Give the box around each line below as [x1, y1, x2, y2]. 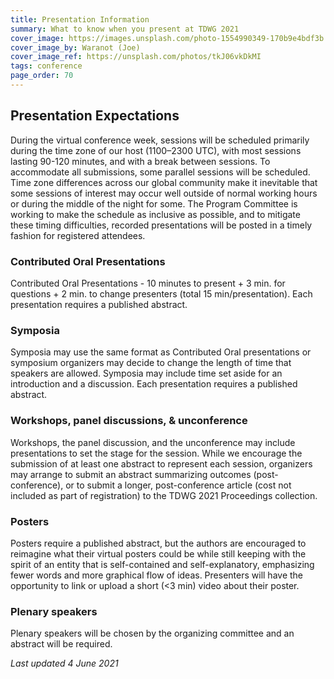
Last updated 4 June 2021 [10, 657, 119, 670]
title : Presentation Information [10, 14, 150, 25]
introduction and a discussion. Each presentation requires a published [10, 378, 298, 390]
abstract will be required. [10, 638, 113, 650]
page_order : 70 [10, 71, 74, 81]
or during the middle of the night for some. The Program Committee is [10, 197, 298, 210]
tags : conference [10, 61, 83, 71]
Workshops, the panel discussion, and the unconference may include [10, 436, 296, 448]
